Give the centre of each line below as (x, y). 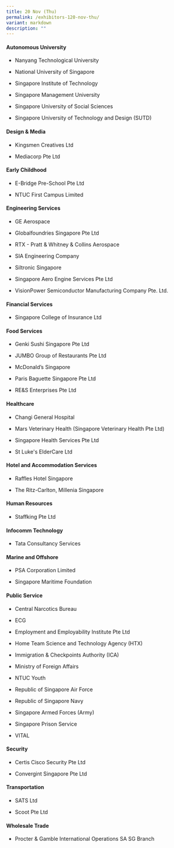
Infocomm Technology (35, 530)
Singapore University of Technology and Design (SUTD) (83, 118)
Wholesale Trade (28, 825)
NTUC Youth (30, 677)
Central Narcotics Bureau (46, 609)
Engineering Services (33, 208)
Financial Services (29, 304)
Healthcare (20, 404)
